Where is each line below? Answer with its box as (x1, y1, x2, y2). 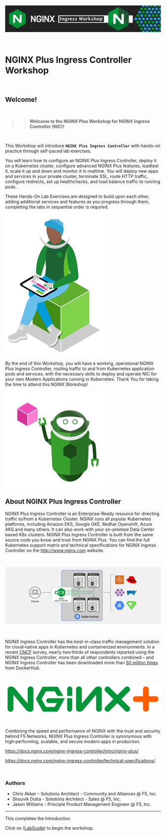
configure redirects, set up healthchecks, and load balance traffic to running (5, 179, 161, 185)
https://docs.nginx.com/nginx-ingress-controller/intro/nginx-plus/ (5, 748, 139, 754)
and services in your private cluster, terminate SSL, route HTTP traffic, (5, 173, 148, 179)
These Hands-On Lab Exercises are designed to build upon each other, (5, 193, 150, 199)
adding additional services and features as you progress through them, (5, 198, 150, 204)
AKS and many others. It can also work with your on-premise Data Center (5, 526, 155, 532)
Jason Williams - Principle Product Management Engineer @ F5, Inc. (12, 801, 152, 807)
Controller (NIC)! (29, 123, 65, 129)
